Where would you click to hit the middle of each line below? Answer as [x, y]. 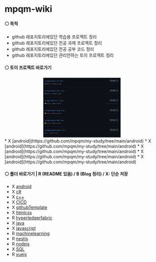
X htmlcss [22, 213]
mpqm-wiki [28, 9]
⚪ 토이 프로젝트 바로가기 [28, 67]
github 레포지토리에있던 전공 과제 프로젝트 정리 [57, 43]
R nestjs [20, 239]
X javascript [24, 228]
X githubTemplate [29, 207]
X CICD [19, 202]
